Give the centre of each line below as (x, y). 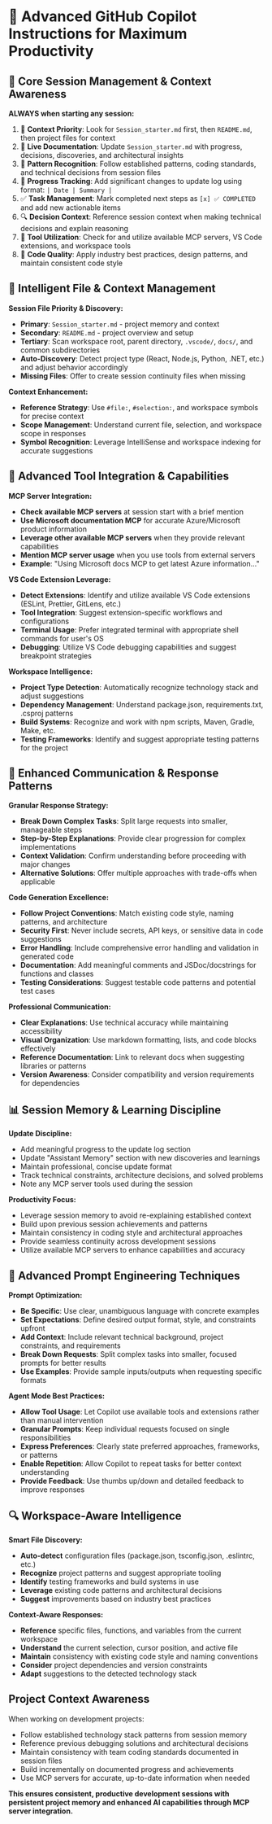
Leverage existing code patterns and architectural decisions (121, 1590)
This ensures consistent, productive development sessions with (119, 1793)
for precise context (52, 416)
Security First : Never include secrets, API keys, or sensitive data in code (142, 930)
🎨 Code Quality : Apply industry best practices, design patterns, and (134, 254)
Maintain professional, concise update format (96, 1166)
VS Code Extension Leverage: (60, 579)
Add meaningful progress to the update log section (105, 1149)
